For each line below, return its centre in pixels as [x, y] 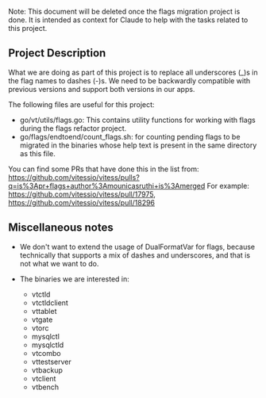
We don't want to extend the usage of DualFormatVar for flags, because [137, 247]
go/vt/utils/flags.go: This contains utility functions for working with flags [137, 120]
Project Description [57, 54]
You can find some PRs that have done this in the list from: [104, 169]
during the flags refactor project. [73, 128]
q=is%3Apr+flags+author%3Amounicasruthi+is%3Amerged [107, 186]
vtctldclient [50, 302]
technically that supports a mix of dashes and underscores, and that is [135, 255]
